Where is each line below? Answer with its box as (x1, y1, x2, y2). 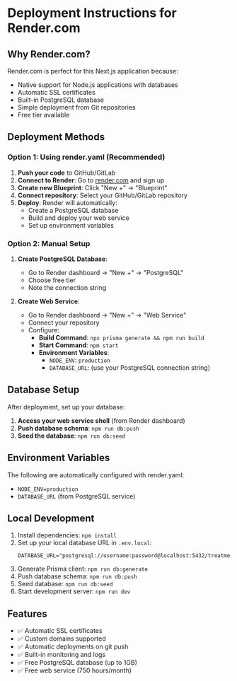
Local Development (7, 513, 95, 524)
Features (7, 607, 47, 619)
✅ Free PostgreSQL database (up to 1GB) (17, 658, 138, 667)
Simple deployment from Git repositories (17, 103, 136, 111)
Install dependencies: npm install (17, 531, 117, 540)
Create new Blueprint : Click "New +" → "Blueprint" (17, 183, 168, 192)
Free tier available (17, 111, 70, 119)
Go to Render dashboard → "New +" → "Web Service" (28, 310, 187, 319)
